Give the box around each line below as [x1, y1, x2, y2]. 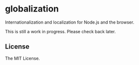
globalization [5, 3, 59, 14]
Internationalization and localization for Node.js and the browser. [5, 19, 135, 25]
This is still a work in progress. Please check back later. [5, 28, 116, 34]
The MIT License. [5, 55, 40, 61]
